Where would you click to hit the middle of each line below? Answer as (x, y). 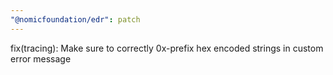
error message (41, 58)
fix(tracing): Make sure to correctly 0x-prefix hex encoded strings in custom (167, 48)
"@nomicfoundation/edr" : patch (75, 19)
